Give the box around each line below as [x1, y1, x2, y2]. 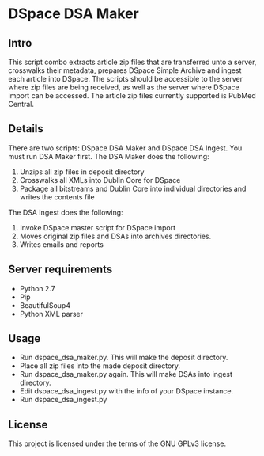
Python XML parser [19, 309, 83, 318]
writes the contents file [19, 192, 95, 202]
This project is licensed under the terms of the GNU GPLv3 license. [8, 439, 227, 448]
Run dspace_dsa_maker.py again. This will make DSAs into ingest [19, 370, 233, 379]
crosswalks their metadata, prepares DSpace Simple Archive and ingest [8, 66, 242, 75]
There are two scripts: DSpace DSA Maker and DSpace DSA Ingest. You [8, 143, 243, 153]
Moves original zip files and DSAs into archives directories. [19, 231, 212, 241]
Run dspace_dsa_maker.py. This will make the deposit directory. [19, 353, 228, 363]
